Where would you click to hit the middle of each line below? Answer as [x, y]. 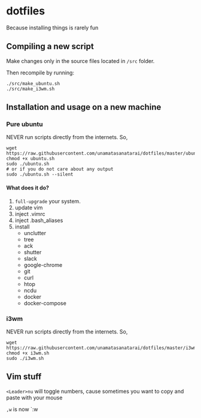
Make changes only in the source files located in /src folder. [80, 61]
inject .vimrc [30, 213]
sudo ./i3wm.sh [25, 358]
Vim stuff [24, 377]
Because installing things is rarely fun [52, 28]
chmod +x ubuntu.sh [31, 159]
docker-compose [45, 303]
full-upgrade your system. [48, 201]
